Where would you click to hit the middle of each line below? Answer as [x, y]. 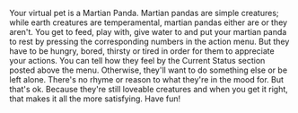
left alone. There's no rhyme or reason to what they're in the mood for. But [147, 79]
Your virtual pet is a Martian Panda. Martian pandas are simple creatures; [145, 13]
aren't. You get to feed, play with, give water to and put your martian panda [148, 32]
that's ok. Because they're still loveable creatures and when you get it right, [149, 89]
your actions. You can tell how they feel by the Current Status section [137, 61]
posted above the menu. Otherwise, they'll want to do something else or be [149, 70]
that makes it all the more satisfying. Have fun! [95, 99]
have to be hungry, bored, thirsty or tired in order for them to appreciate [142, 51]
